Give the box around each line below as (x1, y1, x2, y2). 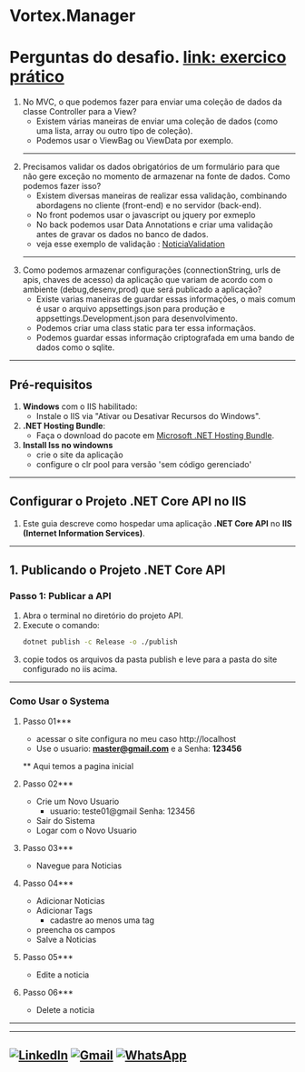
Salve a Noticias (35, 934, 97, 945)
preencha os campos (35, 924, 116, 935)
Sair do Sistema (35, 815, 95, 826)
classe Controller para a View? (22, 106, 137, 117)
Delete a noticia (35, 1004, 95, 1015)
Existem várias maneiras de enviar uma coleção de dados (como (35, 115, 279, 127)
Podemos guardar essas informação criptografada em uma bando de (35, 333, 295, 344)
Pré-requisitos (9, 376, 93, 392)
